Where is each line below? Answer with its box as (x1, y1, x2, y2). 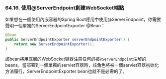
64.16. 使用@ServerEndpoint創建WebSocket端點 (5, 4, 124, 11)
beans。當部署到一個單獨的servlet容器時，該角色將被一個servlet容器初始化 (5, 62, 159, 68)
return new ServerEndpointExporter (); (14, 42, 94, 47)
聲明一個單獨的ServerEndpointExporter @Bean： (5, 23, 105, 29)
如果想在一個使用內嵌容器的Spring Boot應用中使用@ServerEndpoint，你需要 (5, 16, 162, 23)
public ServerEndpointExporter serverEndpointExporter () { (5, 37, 130, 42)
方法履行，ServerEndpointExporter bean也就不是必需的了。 (5, 68, 127, 74)
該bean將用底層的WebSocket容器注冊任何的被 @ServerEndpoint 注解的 (5, 56, 147, 62)
